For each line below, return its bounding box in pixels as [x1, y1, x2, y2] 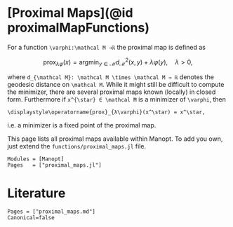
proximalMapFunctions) [7, 20, 149, 36]
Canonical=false [7, 214, 55, 221]
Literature [7, 185, 66, 201]
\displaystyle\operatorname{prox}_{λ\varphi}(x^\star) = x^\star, [7, 109, 206, 116]
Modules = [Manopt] [7, 156, 65, 163]
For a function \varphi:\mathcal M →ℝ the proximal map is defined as [7, 43, 206, 51]
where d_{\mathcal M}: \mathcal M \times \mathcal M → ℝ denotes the [7, 73, 214, 81]
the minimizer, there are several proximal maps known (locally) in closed [7, 88, 216, 96]
